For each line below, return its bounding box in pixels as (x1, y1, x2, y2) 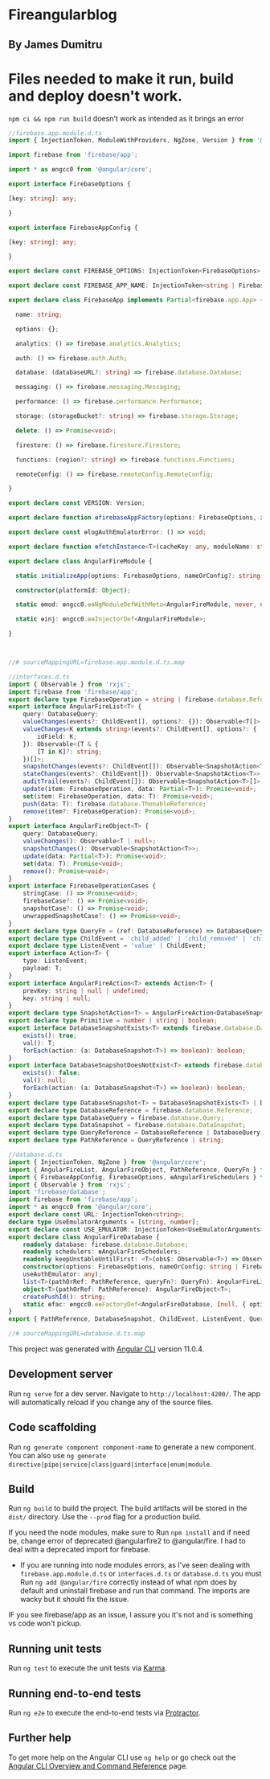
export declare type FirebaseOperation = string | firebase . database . (8, 695, 250, 703)
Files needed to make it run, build (8, 70, 235, 88)
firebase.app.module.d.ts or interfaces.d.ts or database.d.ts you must (19, 1569, 262, 1579)
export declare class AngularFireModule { (8, 557, 153, 565)
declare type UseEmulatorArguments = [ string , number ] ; (8, 1218, 199, 1226)
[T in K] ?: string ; (37, 748, 103, 756)
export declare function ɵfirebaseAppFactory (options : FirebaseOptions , (8, 514, 257, 522)
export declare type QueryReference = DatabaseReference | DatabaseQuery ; (8, 1129, 264, 1137)
